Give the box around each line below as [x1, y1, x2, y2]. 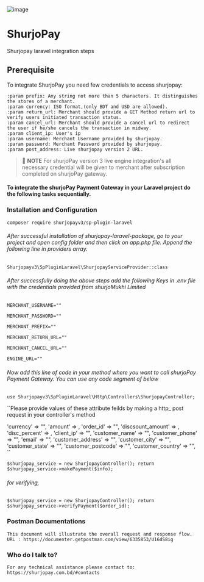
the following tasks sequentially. [7, 190, 91, 198]
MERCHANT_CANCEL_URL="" [7, 345, 68, 351]
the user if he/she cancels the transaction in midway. [7, 125, 152, 131]
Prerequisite [7, 65, 55, 76]
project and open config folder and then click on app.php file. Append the [7, 239, 192, 246]
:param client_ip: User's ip [7, 130, 81, 137]
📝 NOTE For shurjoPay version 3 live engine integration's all [21, 157, 172, 164]
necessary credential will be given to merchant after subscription [21, 163, 185, 171]
